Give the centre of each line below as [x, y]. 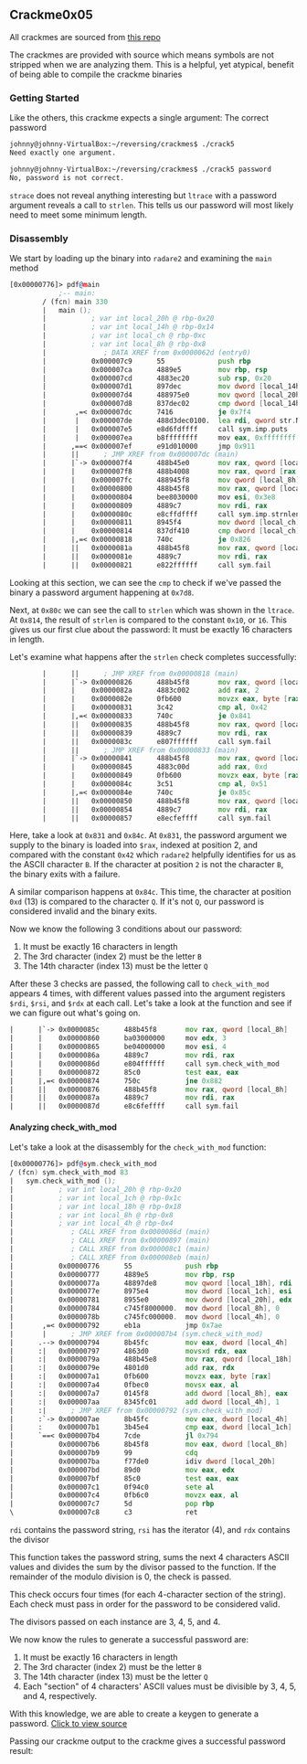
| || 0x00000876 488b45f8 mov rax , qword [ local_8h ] [148, 1089]
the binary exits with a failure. [65, 874]
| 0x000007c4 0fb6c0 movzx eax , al [124, 1495]
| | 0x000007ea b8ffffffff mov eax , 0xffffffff [169, 438]
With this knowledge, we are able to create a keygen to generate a [134, 1714]
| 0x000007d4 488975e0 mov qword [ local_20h [171, 395]
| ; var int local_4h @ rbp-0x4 [91, 1224]
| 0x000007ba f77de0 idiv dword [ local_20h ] [143, 1461]
